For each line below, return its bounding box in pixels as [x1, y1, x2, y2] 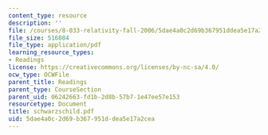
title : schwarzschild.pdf [8, 108, 94, 116]
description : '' [8, 19, 62, 27]
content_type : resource [8, 11, 88, 20]
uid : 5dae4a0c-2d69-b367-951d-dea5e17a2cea [8, 115, 156, 123]
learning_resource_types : [8, 48, 94, 56]
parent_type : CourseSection [8, 85, 102, 94]
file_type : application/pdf [8, 41, 102, 49]
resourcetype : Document [8, 100, 88, 108]
